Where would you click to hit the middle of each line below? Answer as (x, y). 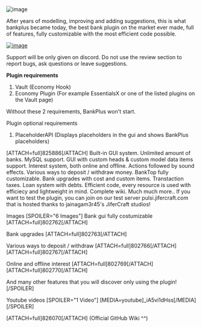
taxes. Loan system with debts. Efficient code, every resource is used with (99, 185)
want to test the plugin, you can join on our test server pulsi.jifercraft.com (97, 198)
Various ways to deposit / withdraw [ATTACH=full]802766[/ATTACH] (91, 246)
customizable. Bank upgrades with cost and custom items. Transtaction (95, 179)
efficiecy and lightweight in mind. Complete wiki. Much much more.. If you (99, 191)
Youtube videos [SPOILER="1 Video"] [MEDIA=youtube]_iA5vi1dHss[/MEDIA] (101, 300)
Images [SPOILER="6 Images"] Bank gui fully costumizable (80, 216)
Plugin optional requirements (42, 123)
